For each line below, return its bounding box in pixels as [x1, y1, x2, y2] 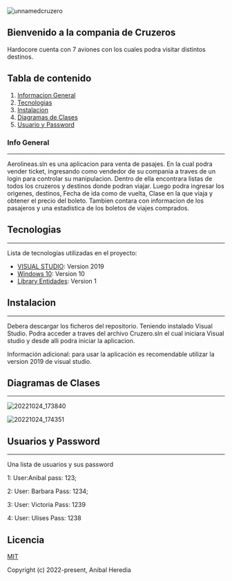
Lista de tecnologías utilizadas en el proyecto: [7, 248, 137, 257]
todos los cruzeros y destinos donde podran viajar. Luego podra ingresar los [7, 181, 224, 190]
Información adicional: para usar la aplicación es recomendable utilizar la [7, 350, 215, 358]
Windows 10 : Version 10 [17, 269, 85, 277]
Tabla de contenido [7, 73, 92, 84]
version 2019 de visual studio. [7, 357, 92, 365]
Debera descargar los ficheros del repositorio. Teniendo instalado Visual [7, 322, 213, 330]
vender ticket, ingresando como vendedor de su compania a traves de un [7, 167, 216, 175]
